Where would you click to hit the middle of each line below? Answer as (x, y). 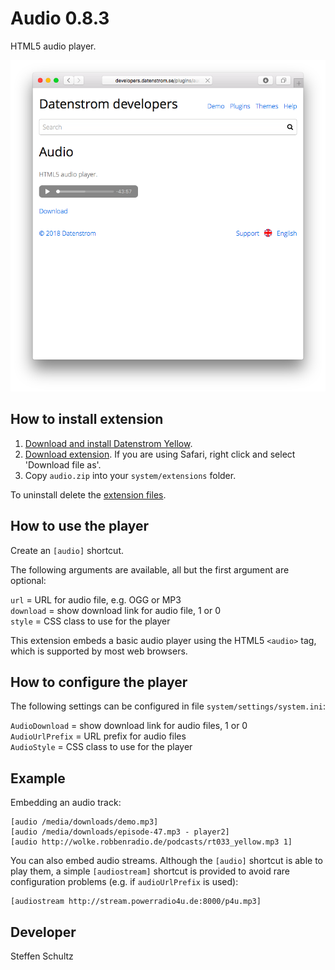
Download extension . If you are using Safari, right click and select (160, 454)
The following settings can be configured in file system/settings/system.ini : (168, 706)
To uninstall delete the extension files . (88, 494)
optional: (28, 580)
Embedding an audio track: (66, 803)
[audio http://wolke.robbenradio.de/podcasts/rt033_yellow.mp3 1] (151, 842)
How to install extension (87, 419)
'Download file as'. (63, 464)
